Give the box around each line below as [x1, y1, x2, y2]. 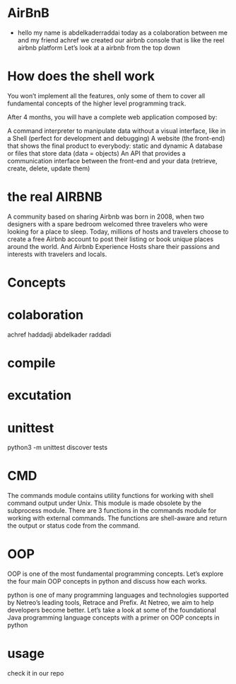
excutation [7, 388, 72, 404]
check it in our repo [7, 669, 64, 678]
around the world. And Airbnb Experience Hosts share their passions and [7, 242, 220, 250]
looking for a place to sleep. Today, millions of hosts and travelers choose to [7, 227, 229, 236]
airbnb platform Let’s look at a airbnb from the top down [17, 43, 181, 52]
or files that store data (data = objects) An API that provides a [7, 149, 186, 157]
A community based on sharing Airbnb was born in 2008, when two [7, 212, 205, 221]
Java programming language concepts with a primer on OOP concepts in [7, 613, 220, 622]
